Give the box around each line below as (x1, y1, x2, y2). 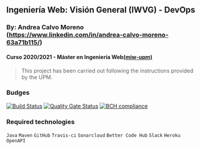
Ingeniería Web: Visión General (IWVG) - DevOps (6, 5, 196, 15)
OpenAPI (6, 138, 26, 144)
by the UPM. (21, 73, 53, 81)
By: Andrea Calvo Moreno (6, 23, 84, 32)
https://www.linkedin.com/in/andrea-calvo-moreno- (9, 30, 169, 39)
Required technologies (6, 117, 75, 126)
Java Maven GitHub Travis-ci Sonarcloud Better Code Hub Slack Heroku (6, 133, 181, 139)
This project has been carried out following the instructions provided (21, 67, 194, 74)
